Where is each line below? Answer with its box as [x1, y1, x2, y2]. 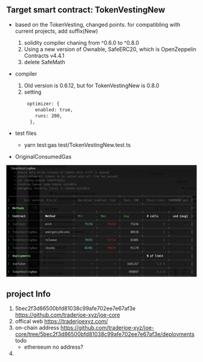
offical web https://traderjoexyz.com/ [14, 317, 108, 324]
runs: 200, [35, 113, 62, 119]
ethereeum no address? [24, 343, 83, 350]
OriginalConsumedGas [14, 153, 72, 160]
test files [14, 130, 37, 137]
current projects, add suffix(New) [14, 27, 98, 35]
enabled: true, [35, 107, 74, 113]
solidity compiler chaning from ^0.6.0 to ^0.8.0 [24, 39, 140, 46]
